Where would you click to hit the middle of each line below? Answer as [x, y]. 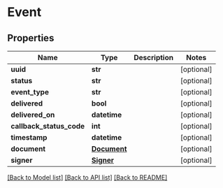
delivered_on [33, 115]
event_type [30, 92]
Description [153, 58]
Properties [31, 38]
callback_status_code [48, 126]
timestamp [29, 137]
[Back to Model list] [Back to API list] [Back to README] [87, 178]
